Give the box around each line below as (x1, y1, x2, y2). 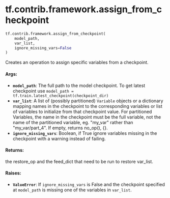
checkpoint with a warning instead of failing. (12, 135, 106, 142)
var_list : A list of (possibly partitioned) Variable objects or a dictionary (12, 98, 164, 104)
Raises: (5, 170, 21, 176)
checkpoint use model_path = (12, 88, 74, 94)
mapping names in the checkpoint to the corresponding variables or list (12, 103, 163, 109)
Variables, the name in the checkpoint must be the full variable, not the (12, 114, 161, 120)
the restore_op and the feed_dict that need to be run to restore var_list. (5, 158, 154, 164)
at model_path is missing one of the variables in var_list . (12, 187, 132, 193)
